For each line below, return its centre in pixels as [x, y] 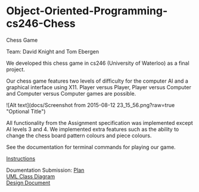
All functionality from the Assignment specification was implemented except [100, 122]
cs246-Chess [41, 23]
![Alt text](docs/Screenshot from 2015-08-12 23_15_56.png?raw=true [91, 105]
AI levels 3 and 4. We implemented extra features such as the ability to [93, 129]
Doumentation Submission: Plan [45, 170]
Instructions [21, 158]
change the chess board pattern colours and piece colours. [79, 136]
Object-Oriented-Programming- [87, 11]
